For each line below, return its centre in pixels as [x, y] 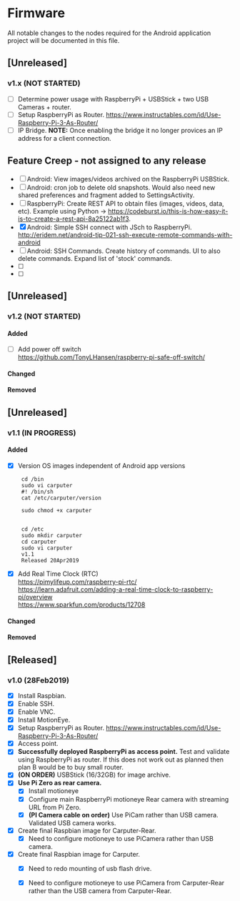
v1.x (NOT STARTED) [44, 84]
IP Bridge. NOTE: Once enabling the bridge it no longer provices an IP [120, 130]
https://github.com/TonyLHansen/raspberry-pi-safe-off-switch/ [111, 357]
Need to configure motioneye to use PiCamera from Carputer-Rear [126, 882]
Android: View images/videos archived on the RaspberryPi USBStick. [128, 179]
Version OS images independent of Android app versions [101, 465]
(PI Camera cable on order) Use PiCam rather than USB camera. [124, 815]
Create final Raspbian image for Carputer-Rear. [87, 830]
